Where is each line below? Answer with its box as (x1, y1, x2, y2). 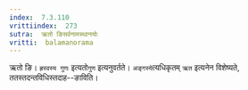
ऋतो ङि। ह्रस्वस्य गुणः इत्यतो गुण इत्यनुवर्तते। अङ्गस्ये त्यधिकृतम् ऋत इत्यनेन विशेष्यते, (9, 62, 240, 73)
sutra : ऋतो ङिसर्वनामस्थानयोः (9, 29, 99, 38)
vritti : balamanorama (9, 37, 94, 47)
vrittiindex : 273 (9, 21, 78, 30)
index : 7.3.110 (9, 12, 70, 22)
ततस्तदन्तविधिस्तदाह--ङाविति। (9, 72, 99, 83)
